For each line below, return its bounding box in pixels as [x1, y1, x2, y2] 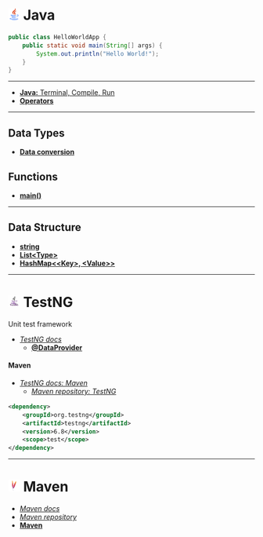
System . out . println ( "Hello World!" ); [36, 49, 159, 57]
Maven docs [19, 504, 60, 513]
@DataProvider [31, 342, 83, 352]
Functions [8, 170, 59, 183]
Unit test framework [8, 319, 73, 328]
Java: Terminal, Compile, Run [19, 88, 115, 97]
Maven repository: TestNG [31, 386, 117, 396]
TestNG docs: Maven [19, 378, 88, 387]
